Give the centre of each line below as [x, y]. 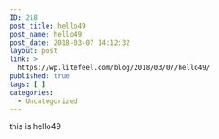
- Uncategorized [48, 101]
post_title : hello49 [48, 26]
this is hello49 [35, 126]
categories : [31, 92]
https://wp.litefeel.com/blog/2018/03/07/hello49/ [114, 68]
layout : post [34, 51]
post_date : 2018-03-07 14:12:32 [70, 43]
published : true [39, 76]
